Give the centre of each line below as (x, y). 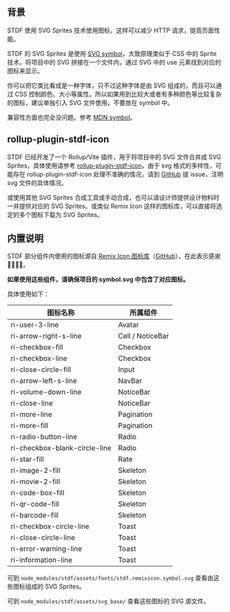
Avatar (128, 325)
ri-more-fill (30, 426)
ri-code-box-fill (38, 493)
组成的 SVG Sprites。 (55, 586)
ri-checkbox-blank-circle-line (61, 448)
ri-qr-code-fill (35, 504)
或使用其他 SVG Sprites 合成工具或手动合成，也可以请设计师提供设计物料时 (113, 197)
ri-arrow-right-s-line (46, 336)
